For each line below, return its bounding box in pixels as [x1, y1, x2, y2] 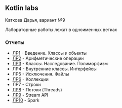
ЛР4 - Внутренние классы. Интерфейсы [12, 66, 97, 72]
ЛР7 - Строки [12, 81, 41, 88]
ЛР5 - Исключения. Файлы [12, 71, 69, 77]
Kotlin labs [5, 4, 39, 12]
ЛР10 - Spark [12, 97, 40, 103]
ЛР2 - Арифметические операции [12, 55, 84, 61]
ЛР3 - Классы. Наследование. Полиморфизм [12, 61, 108, 67]
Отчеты [5, 39, 25, 46]
